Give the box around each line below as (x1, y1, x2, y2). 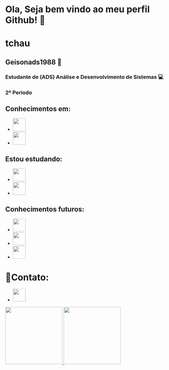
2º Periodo (5, 89, 32, 96)
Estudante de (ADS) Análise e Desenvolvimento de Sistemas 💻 (5, 73, 164, 80)
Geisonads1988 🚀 (5, 57, 62, 67)
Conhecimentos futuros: (5, 205, 85, 213)
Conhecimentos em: (5, 105, 71, 113)
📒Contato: (5, 272, 49, 283)
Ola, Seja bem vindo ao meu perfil (5, 4, 150, 15)
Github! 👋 (5, 14, 46, 26)
